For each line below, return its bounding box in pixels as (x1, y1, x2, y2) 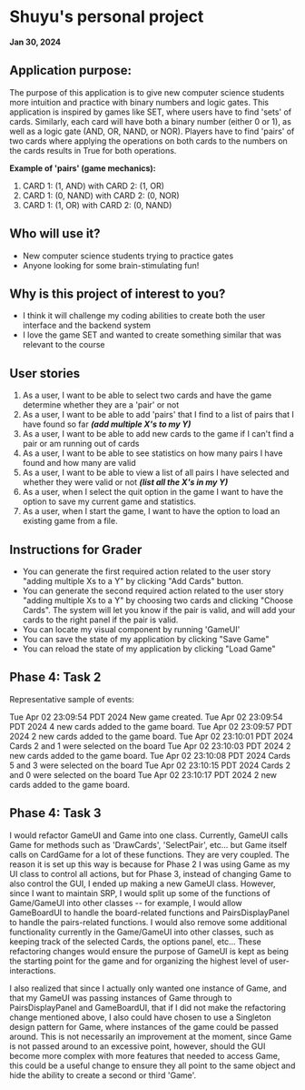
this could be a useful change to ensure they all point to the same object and (9, 1060, 296, 1071)
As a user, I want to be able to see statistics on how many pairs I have (22, 448, 283, 459)
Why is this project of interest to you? (9, 286, 226, 301)
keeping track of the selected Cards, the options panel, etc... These (9, 935, 261, 947)
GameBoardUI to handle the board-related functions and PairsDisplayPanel (9, 907, 290, 918)
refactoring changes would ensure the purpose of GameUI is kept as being (9, 945, 289, 956)
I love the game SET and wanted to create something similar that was (22, 329, 281, 340)
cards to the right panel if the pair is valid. (22, 614, 179, 625)
